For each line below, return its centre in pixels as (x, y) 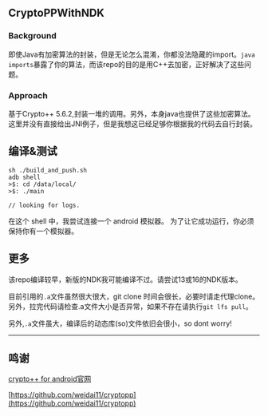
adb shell (25, 177)
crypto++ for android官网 (50, 379)
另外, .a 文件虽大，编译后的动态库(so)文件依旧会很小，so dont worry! (120, 323)
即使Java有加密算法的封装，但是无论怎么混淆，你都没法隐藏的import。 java (132, 54)
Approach (28, 95)
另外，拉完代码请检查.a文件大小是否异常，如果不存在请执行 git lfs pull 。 (130, 306)
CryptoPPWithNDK (57, 13)
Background (33, 36)
